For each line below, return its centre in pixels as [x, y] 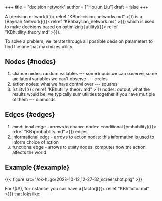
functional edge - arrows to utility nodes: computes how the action [79, 147]
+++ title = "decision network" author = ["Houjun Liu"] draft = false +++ [77, 7]
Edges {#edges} [30, 115]
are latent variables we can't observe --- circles [60, 79]
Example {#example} [37, 168]
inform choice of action [35, 142]
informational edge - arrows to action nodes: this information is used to [83, 137]
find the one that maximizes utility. [39, 46]
